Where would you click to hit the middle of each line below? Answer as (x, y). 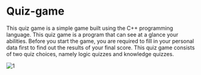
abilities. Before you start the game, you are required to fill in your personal (100, 41)
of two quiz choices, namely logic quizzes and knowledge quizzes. (90, 54)
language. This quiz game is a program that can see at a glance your (92, 34)
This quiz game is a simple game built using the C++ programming (90, 28)
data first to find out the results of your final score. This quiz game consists (100, 48)
